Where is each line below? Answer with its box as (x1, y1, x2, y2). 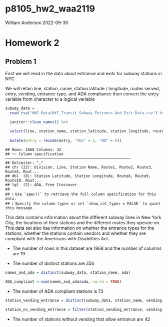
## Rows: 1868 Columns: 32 (5, 147, 61, 152)
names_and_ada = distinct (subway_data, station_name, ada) (5, 270, 131, 275)
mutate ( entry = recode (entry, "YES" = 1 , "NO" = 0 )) (9, 138, 122, 143)
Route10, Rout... (5, 178, 41, 183)
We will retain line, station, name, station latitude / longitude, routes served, (5, 85, 160, 91)
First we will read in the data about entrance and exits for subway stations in (5, 70, 162, 76)
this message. (5, 206, 35, 211)
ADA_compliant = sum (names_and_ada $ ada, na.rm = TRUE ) (5, 279, 122, 284)
